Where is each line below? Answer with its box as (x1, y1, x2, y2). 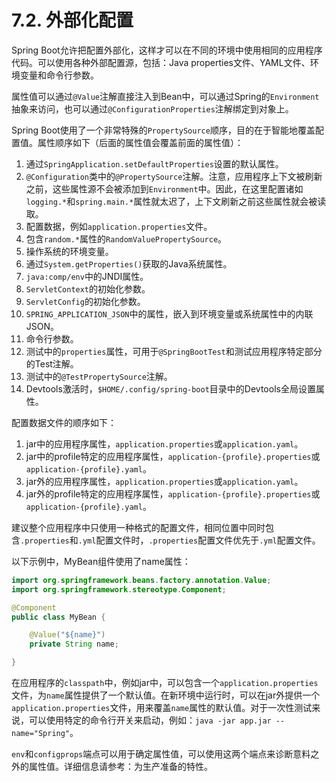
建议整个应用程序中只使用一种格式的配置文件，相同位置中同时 (11, 521, 266, 533)
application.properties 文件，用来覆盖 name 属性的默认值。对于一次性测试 (11, 702, 313, 714)
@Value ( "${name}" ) (29, 630, 106, 640)
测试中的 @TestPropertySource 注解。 (25, 370, 173, 382)
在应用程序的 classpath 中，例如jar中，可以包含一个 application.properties (11, 677, 319, 689)
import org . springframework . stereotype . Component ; (11, 584, 227, 595)
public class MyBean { (11, 612, 106, 622)
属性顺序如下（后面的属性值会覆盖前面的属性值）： (37, 136, 244, 148)
